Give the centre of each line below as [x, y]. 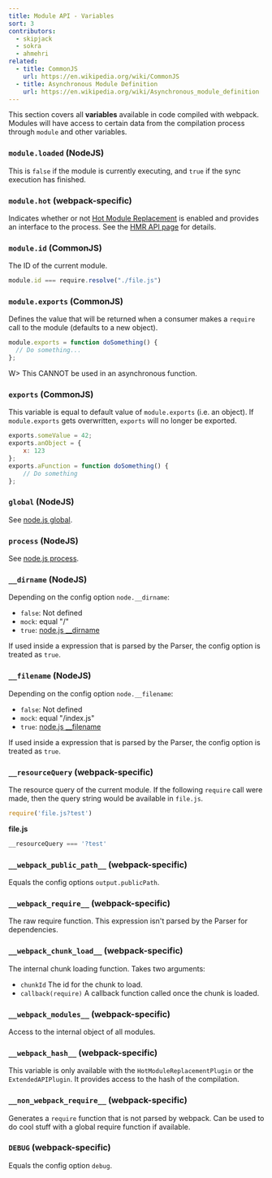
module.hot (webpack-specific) [70, 200]
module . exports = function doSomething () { [83, 342]
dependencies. [33, 930]
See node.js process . [44, 559]
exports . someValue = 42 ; [50, 436]
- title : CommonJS [47, 69]
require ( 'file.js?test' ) [50, 813]
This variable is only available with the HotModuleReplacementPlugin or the [131, 1071]
